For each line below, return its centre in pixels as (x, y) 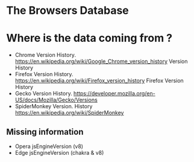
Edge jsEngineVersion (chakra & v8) (59, 152)
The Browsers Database (68, 11)
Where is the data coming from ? (89, 38)
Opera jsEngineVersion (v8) (49, 146)
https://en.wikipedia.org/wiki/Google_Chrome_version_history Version (101, 62)
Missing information (45, 131)
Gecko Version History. (43, 94)
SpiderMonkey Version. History (54, 106)
